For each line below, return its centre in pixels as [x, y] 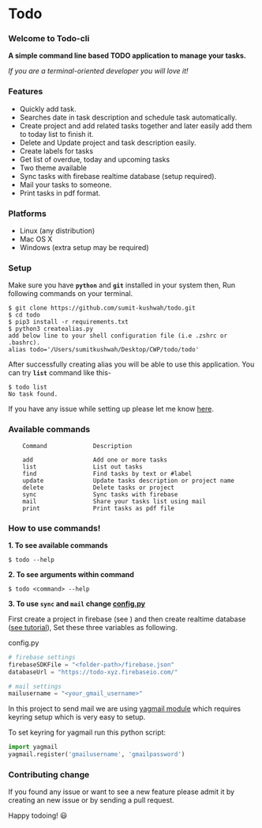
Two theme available [53, 168]
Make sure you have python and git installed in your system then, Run [122, 285]
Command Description [77, 446]
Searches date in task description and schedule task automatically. [128, 117]
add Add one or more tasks [95, 460]
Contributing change [49, 775]
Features [26, 92]
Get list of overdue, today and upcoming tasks [95, 159]
